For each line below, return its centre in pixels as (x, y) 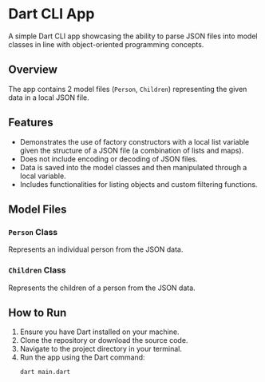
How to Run (38, 312)
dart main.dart (45, 372)
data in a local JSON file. (49, 97)
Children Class (37, 270)
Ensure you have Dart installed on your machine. (99, 332)
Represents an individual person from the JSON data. (96, 249)
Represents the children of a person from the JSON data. (102, 288)
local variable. (43, 176)
